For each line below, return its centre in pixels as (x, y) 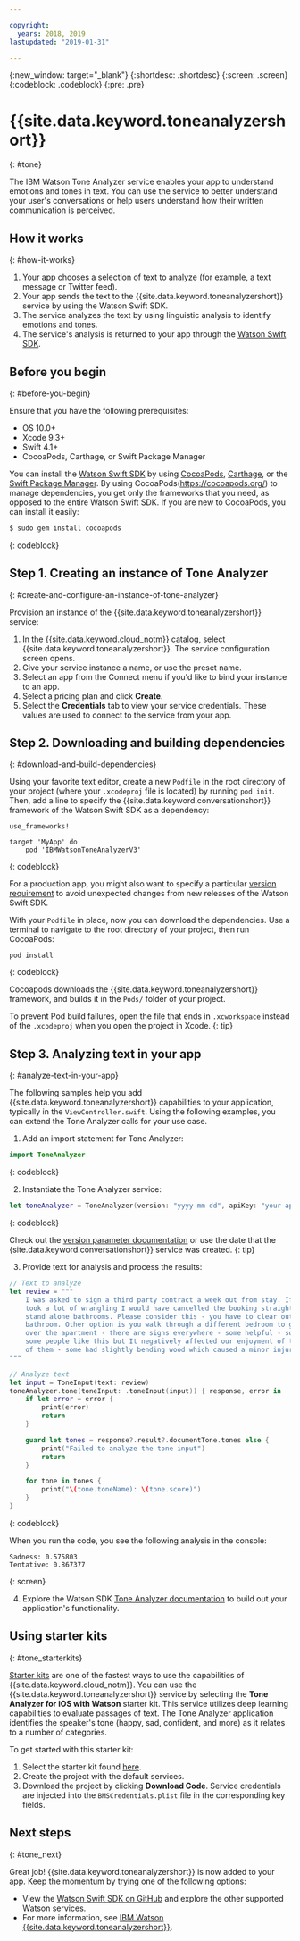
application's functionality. (71, 1608)
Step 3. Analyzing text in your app (105, 1054)
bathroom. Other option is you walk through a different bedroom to (155, 1325)
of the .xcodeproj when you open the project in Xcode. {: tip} (121, 1026)
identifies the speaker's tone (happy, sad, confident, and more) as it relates (147, 1722)
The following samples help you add (76, 1093)
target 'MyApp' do (43, 842)
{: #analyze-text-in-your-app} (64, 1076)
